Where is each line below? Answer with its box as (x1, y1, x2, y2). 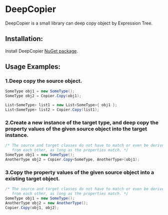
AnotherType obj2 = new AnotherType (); (5, 200, 88, 205)
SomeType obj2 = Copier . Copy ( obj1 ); (5, 94, 81, 99)
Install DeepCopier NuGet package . (5, 48, 78, 54)
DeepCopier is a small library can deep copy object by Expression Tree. (5, 20, 152, 26)
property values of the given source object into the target (5, 125, 147, 132)
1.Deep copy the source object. (5, 78, 82, 85)
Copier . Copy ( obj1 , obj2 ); (5, 205, 59, 210)
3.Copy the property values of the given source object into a (5, 169, 154, 176)
